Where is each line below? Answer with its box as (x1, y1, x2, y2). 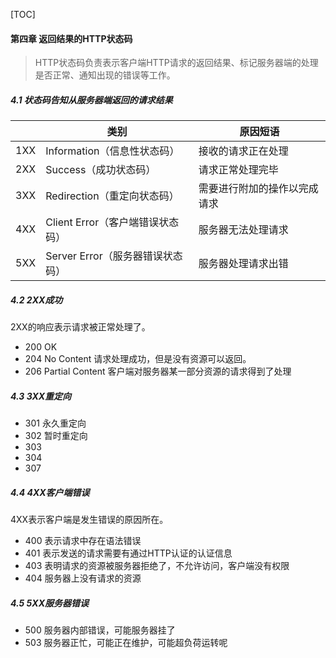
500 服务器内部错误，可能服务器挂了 (24, 624, 176, 636)
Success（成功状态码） (45, 163, 157, 177)
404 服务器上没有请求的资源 (24, 572, 142, 584)
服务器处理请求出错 (198, 257, 289, 271)
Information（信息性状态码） (45, 144, 180, 158)
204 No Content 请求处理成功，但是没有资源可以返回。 (24, 353, 252, 365)
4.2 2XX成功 (10, 294, 63, 306)
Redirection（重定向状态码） (45, 189, 180, 203)
